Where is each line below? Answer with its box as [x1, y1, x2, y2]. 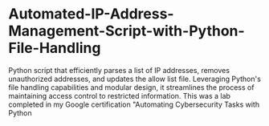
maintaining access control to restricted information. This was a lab [8, 91, 231, 100]
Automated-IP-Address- [8, 5, 174, 23]
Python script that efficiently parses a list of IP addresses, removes [8, 65, 230, 75]
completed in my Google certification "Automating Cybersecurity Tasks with [8, 100, 259, 109]
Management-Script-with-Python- [8, 22, 245, 40]
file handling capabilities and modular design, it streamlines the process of [8, 82, 255, 92]
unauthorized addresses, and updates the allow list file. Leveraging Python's [8, 74, 261, 83]
